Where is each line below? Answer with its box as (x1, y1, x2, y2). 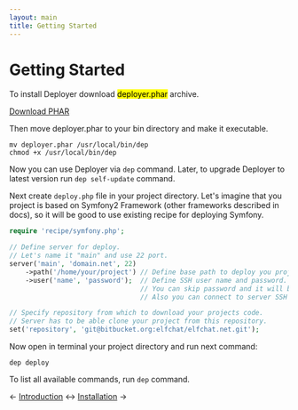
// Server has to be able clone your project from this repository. (9, 317, 268, 326)
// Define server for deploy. (9, 243, 122, 252)
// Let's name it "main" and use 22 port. (9, 251, 169, 261)
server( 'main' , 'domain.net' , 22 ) (9, 260, 137, 269)
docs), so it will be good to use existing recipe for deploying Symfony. (9, 210, 264, 221)
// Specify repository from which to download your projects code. (9, 309, 264, 318)
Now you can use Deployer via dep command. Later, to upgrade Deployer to (9, 164, 286, 174)
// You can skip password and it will (140, 284, 284, 293)
